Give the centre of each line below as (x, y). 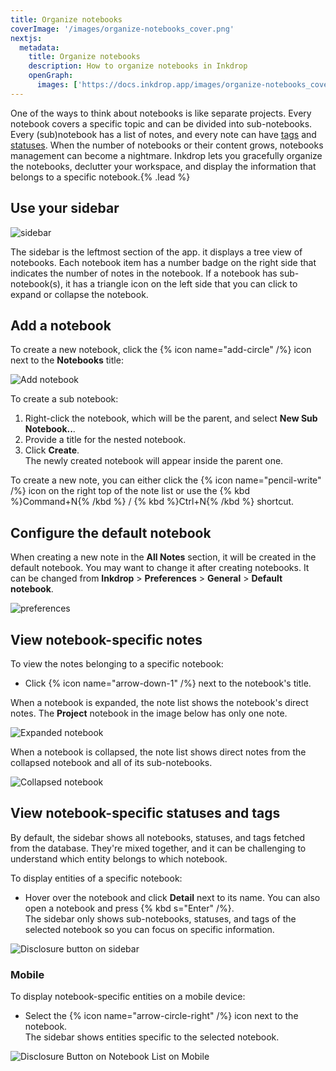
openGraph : (51, 76)
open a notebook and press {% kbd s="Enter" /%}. (129, 908)
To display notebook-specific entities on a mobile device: (128, 997)
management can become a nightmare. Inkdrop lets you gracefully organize (166, 155)
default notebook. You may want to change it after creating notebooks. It (160, 568)
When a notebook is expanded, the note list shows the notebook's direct (159, 702)
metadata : (39, 47)
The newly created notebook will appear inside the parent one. (154, 461)
